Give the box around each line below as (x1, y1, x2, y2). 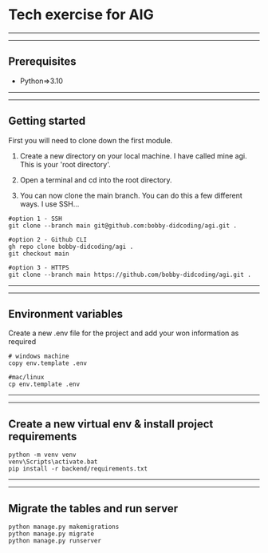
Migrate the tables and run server (8, 502, 178, 515)
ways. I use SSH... (19, 198, 80, 209)
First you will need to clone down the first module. (8, 135, 173, 145)
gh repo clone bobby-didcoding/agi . (8, 242, 134, 250)
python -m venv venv (8, 451, 77, 459)
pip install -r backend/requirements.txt (8, 465, 148, 473)
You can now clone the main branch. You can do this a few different (19, 190, 243, 200)
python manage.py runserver (8, 537, 102, 545)
